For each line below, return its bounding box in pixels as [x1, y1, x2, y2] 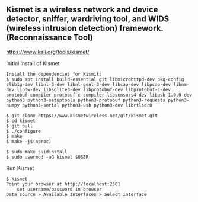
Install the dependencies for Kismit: [6, 71, 102, 77]
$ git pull [6, 123, 33, 129]
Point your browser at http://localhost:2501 [6, 181, 120, 187]
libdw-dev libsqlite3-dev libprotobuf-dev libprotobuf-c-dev [17, 86, 171, 92]
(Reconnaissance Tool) [6, 33, 93, 43]
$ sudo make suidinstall [6, 149, 68, 155]
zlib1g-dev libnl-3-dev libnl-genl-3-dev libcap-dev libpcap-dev [6, 81, 171, 88]
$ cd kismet [6, 118, 36, 124]
